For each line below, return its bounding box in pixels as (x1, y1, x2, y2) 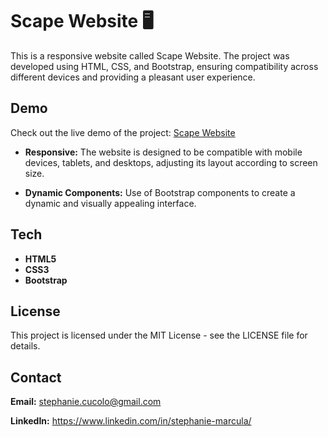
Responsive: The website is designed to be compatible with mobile (24, 146, 303, 158)
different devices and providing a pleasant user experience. (10, 71, 256, 83)
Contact (10, 369, 62, 386)
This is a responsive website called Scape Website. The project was (10, 49, 290, 62)
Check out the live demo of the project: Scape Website (10, 126, 236, 138)
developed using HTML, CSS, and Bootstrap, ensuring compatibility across (10, 60, 319, 72)
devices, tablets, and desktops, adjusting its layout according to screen (24, 156, 318, 168)
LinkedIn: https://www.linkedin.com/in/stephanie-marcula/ (10, 415, 252, 427)
